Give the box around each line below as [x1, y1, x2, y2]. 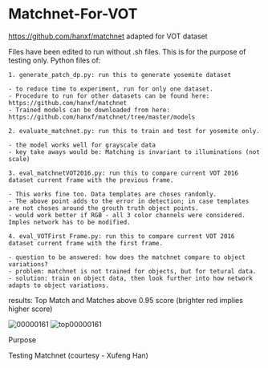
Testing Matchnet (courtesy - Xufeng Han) [8, 350, 148, 360]
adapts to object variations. [8, 281, 110, 289]
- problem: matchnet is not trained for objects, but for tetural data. [8, 267, 257, 275]
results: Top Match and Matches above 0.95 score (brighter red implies [8, 295, 243, 305]
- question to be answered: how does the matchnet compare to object [8, 253, 246, 261]
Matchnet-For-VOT [8, 5, 138, 23]
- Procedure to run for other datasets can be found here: [8, 91, 210, 100]
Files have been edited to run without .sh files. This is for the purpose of [8, 47, 246, 56]
